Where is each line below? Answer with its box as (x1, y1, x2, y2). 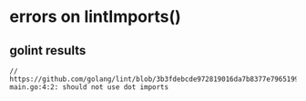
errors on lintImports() (9, 6, 182, 27)
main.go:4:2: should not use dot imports (9, 83, 169, 92)
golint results (9, 43, 87, 58)
